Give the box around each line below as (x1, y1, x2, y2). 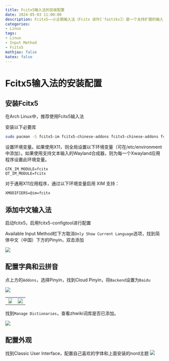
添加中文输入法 (5, 205, 52, 214)
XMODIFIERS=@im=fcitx (5, 191, 51, 196)
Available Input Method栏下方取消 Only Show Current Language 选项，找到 (5, 230, 156, 237)
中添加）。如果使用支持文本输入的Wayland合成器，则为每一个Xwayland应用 (5, 150, 160, 156)
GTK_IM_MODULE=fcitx (5, 167, 49, 172)
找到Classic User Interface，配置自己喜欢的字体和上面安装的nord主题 (5, 350, 149, 356)
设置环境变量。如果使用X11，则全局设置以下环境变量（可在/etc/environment (5, 144, 162, 150)
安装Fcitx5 (5, 99, 39, 107)
